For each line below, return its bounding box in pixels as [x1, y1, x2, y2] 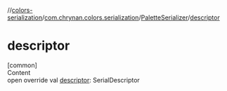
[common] [7, 61, 37, 69]
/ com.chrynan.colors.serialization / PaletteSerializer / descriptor [41, 13, 220, 22]
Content [7, 68, 31, 76]
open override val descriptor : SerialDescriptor [7, 76, 141, 84]
